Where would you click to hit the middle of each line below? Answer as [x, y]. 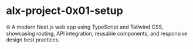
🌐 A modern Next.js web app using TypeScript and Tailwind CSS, [85, 27]
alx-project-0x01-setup [65, 11]
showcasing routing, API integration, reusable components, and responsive [97, 33]
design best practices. [33, 40]
